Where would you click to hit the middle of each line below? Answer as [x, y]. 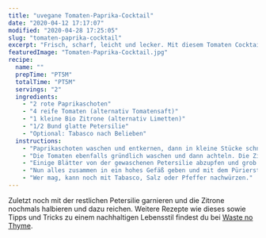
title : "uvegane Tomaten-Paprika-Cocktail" [81, 15]
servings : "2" [38, 89]
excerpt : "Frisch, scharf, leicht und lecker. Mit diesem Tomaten [120, 45]
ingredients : [37, 97]
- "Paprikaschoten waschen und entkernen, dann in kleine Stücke [133, 148]
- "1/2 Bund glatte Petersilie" [76, 126]
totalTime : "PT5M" [46, 82]
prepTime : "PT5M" [44, 75]
